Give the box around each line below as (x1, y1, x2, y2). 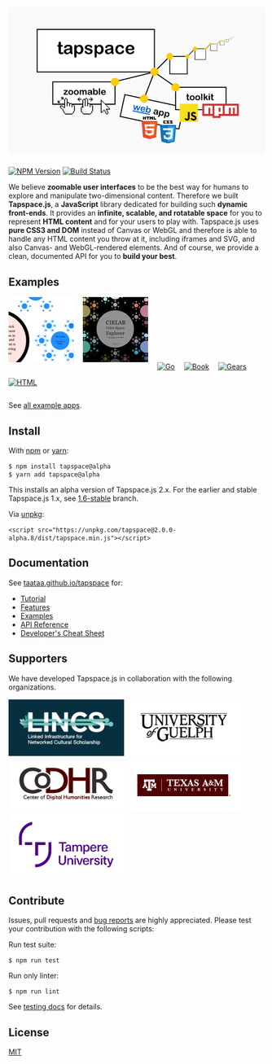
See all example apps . (8, 401, 82, 410)
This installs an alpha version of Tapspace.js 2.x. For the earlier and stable (8, 485, 257, 495)
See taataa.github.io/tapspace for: (8, 577, 124, 588)
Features (20, 602, 50, 612)
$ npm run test (8, 957, 60, 965)
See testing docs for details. (8, 1002, 103, 1012)
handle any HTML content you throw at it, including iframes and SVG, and (8, 234, 255, 244)
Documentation (8, 556, 90, 570)
